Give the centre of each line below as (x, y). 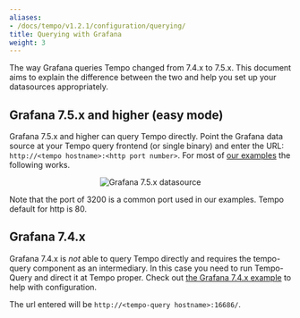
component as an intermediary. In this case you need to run (143, 268)
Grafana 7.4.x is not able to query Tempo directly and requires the (130, 258)
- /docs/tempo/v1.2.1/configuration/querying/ (98, 26)
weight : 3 (28, 42)
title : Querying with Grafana (66, 34)
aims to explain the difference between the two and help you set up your (143, 78)
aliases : (26, 17)
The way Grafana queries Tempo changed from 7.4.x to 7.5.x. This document (150, 68)
